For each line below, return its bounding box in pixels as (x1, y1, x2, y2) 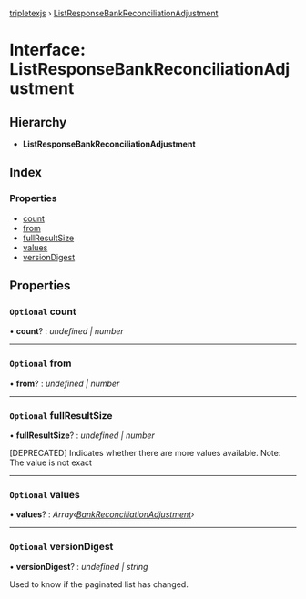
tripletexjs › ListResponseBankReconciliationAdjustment (9, 8, 219, 18)
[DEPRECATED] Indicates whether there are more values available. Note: (9, 447, 281, 458)
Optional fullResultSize (9, 409, 113, 421)
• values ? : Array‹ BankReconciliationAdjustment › (9, 509, 195, 520)
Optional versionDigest (9, 541, 114, 553)
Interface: (9, 40, 87, 60)
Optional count (9, 305, 76, 318)
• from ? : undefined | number (9, 378, 120, 389)
